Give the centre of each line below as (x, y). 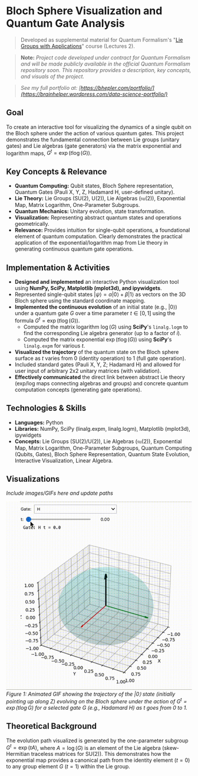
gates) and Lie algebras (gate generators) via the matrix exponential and (94, 145)
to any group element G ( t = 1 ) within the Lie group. (68, 767)
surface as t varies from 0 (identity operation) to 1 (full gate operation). (100, 358)
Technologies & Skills (46, 408)
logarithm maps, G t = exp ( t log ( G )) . (49, 152)
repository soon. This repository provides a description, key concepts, (106, 70)
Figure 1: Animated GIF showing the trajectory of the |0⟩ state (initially (91, 694)
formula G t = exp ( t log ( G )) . (47, 320)
